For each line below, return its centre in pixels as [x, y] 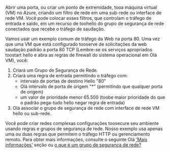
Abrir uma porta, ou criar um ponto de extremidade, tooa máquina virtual [81, 7]
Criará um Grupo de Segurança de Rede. [55, 70]
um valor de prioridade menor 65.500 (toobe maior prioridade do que [93, 97]
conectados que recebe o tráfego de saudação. [55, 29]
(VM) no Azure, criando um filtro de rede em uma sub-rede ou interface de [83, 13]
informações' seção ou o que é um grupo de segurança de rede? [73, 145]
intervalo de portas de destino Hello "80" [63, 81]
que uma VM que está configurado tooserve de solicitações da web [76, 44]
